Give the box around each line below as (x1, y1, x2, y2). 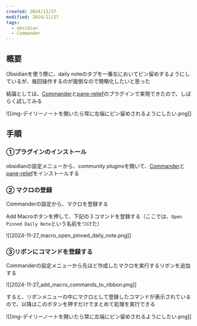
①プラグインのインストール (6, 148, 87, 156)
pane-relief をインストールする (6, 170, 79, 177)
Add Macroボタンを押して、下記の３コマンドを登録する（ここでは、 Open (6, 213, 182, 220)
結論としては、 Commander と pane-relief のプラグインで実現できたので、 (6, 90, 181, 97)
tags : (6, 19, 19, 25)
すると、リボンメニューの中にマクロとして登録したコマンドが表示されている (6, 293, 191, 300)
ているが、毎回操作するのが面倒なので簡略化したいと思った (6, 78, 151, 85)
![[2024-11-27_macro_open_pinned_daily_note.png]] (6, 231, 131, 238)
